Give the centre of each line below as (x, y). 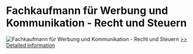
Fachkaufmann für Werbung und (87, 11)
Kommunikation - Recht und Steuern (96, 23)
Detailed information (31, 45)
